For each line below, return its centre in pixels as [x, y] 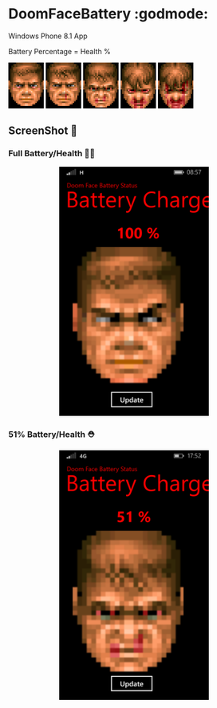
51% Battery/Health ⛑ [52, 434]
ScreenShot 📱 [43, 131]
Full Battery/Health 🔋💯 [52, 154]
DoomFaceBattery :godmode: [108, 14]
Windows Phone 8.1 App [48, 36]
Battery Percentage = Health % [60, 51]
